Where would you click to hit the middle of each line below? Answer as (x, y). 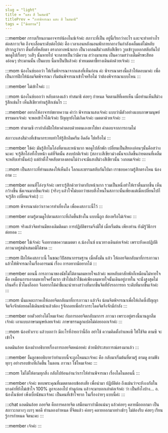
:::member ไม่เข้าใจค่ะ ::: (27, 86)
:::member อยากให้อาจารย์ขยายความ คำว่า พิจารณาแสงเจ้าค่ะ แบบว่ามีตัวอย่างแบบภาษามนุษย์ (82, 112)
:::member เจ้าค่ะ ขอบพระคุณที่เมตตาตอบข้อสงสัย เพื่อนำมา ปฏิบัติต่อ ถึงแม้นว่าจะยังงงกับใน (81, 383)
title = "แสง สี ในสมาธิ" (28, 15)
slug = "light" (21, 10)
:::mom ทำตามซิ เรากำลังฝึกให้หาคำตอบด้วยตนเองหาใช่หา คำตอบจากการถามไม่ (70, 128)
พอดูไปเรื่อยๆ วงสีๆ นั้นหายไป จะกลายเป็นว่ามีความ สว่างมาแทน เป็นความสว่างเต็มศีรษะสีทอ (79, 55)
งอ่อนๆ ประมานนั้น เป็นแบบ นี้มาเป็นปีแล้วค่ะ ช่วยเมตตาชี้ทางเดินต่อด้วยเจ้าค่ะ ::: (70, 61)
